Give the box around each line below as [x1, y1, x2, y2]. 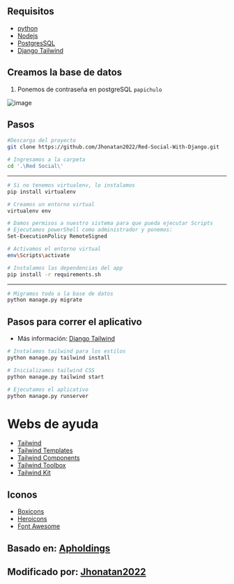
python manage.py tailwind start [7, 373, 104, 381]
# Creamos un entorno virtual [7, 201, 95, 208]
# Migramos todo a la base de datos [7, 290, 114, 297]
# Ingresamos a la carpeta [7, 156, 86, 163]
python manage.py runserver [7, 392, 89, 399]
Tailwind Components [17, 454, 80, 462]
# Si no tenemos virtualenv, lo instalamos [7, 181, 136, 189]
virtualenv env [7, 207, 52, 215]
